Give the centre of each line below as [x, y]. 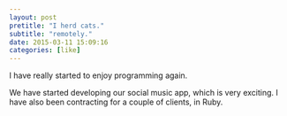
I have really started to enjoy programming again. [98, 75]
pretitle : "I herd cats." [57, 26]
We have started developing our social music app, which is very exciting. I [143, 93]
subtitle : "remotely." [51, 34]
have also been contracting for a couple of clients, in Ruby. [116, 102]
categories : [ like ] [45, 50]
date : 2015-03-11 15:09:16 [59, 42]
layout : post [33, 17]
